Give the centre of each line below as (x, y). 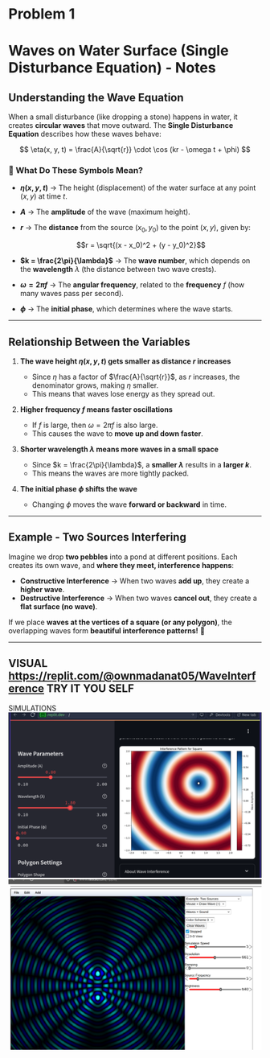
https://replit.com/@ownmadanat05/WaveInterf (132, 676)
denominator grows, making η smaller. (95, 385)
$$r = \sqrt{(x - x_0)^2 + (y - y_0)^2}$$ (141, 245)
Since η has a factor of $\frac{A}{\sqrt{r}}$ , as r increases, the (136, 377)
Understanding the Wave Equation (96, 97)
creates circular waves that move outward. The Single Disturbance (121, 126)
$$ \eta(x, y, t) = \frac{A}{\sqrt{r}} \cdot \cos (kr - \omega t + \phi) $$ (135, 150)
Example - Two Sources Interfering (97, 537)
